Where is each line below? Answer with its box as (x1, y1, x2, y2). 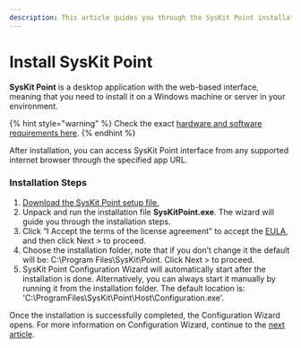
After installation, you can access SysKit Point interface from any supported (9, 144, 289, 155)
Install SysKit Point (9, 51, 153, 72)
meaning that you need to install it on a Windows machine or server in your (9, 91, 286, 101)
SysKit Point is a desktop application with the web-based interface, (9, 82, 260, 92)
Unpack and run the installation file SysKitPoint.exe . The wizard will (21, 206, 275, 217)
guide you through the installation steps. (21, 216, 172, 227)
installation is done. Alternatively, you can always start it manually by (21, 273, 276, 283)
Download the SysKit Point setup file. (21, 196, 159, 207)
